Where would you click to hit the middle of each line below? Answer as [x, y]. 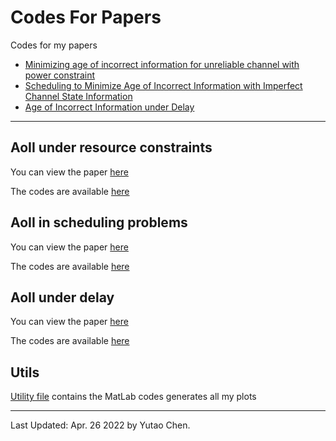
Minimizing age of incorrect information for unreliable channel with [162, 64]
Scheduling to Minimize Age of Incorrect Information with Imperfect [163, 85]
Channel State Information [78, 96]
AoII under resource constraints [111, 147]
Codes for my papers [54, 45]
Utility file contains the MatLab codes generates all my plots [133, 397]
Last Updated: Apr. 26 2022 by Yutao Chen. [100, 425]
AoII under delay [62, 297]
